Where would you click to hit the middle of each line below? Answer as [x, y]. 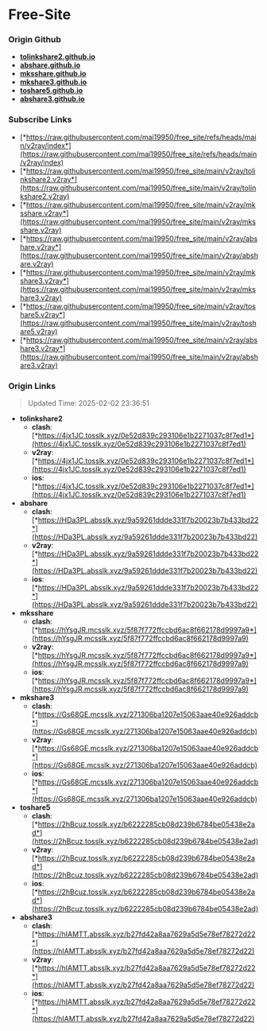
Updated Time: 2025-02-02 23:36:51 [88, 403]
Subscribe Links [40, 119]
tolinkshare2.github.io [57, 56]
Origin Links [32, 386]
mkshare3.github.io [53, 82]
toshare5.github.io [51, 91]
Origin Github [35, 40]
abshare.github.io [50, 65]
